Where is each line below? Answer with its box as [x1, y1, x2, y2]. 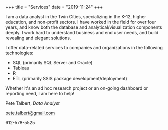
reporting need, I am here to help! [5, 91, 75, 96]
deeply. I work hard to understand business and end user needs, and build [5, 30, 159, 35]
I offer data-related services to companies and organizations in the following [5, 45, 163, 50]
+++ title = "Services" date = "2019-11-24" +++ [5, 4, 103, 10]
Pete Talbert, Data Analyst [5, 100, 60, 106]
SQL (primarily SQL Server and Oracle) [12, 60, 93, 65]
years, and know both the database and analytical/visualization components [5, 24, 162, 30]
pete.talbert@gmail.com [5, 110, 55, 116]
